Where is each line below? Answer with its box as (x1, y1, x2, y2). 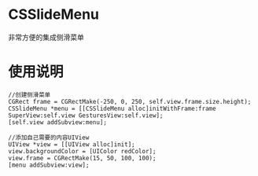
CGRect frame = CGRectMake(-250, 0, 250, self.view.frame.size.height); (8, 97, 252, 105)
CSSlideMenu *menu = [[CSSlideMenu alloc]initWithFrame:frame (8, 104, 216, 112)
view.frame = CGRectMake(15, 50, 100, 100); (8, 154, 157, 162)
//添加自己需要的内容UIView (8, 134, 90, 141)
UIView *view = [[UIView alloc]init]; (8, 140, 135, 148)
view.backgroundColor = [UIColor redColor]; (8, 147, 157, 155)
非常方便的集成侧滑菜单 (8, 32, 84, 42)
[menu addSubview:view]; (8, 161, 90, 169)
